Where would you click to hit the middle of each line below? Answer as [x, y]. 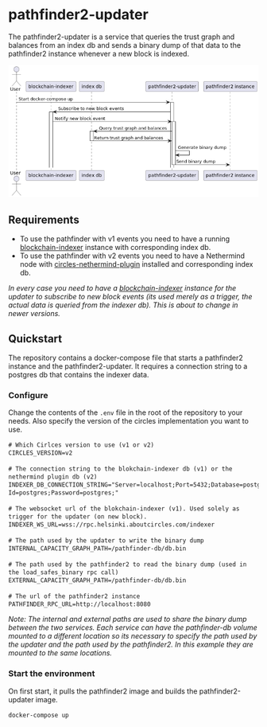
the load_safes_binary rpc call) [64, 573]
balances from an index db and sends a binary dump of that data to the [124, 45]
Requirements [44, 219]
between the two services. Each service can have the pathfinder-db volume [133, 627]
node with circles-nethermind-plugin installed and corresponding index [136, 264]
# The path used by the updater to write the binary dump [106, 541]
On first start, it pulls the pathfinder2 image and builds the [103, 691]
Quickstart [35, 339]
